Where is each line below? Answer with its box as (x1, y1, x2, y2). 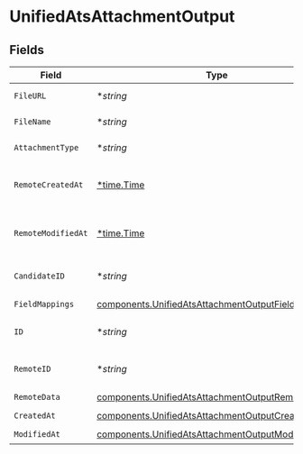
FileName (14, 117, 51, 127)
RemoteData (14, 392, 60, 402)
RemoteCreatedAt (14, 180, 84, 190)
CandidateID (14, 271, 66, 281)
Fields (9, 42, 45, 58)
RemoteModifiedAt (14, 228, 88, 238)
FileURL (14, 91, 47, 101)
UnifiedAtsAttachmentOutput (9, 6, 235, 27)
